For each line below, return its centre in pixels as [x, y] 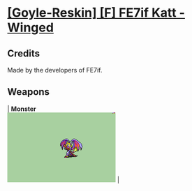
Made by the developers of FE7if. [55, 70]
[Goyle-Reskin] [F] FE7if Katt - [96, 13]
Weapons [29, 92]
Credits [24, 53]
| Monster [22, 109]
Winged [31, 28]
